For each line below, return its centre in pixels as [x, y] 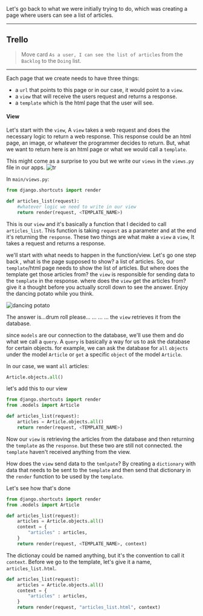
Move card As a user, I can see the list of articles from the [102, 54]
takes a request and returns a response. [56, 243]
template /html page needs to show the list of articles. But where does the [98, 268]
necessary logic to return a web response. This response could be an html [99, 137]
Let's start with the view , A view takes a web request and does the [88, 130]
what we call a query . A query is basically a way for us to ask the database [98, 342]
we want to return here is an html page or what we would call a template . [97, 149]
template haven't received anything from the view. [69, 452]
